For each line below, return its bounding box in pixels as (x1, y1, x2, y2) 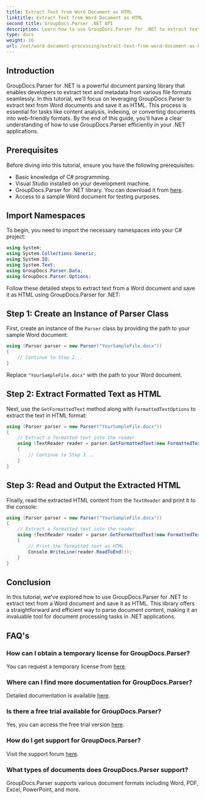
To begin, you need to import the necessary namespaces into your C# (6, 227, 182, 234)
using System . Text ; (6, 262, 56, 268)
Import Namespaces (6, 210, 85, 221)
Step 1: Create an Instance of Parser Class (6, 308, 169, 318)
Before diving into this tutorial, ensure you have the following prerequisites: (6, 161, 195, 169)
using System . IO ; (6, 256, 51, 263)
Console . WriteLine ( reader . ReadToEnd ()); (28, 548, 132, 555)
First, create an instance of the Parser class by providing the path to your (6, 325, 190, 332)
